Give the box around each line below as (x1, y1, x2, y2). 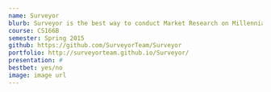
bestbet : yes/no (8, 64, 63, 72)
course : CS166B (8, 26, 60, 34)
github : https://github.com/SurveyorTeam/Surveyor (8, 42, 182, 50)
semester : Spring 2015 (8, 34, 85, 42)
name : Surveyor (8, 11, 60, 20)
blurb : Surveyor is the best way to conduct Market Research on (8, 19, 229, 27)
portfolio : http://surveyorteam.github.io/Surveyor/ (8, 49, 190, 57)
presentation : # (8, 57, 63, 65)
